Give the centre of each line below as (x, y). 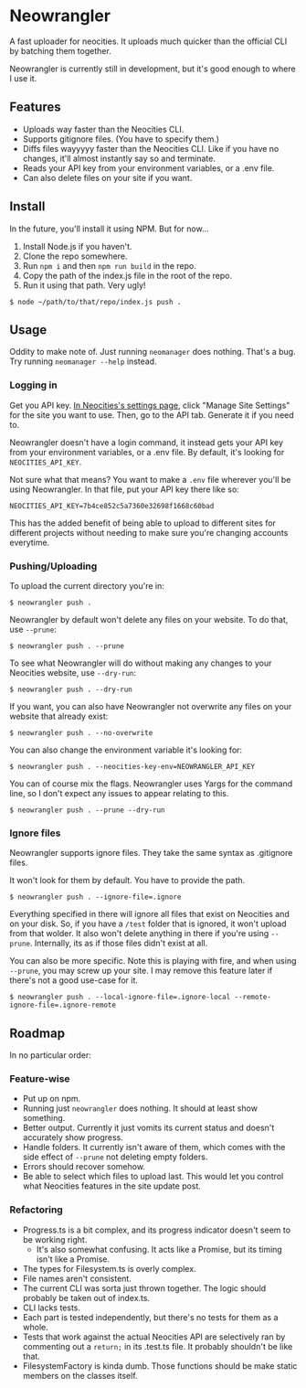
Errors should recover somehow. (84, 1167)
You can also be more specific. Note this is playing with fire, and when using (153, 961)
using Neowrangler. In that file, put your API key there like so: (124, 489)
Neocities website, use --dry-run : (73, 672)
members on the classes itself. (80, 1375)
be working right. (55, 1239)
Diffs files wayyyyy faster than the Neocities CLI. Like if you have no (151, 148)
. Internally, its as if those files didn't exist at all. (119, 944)
